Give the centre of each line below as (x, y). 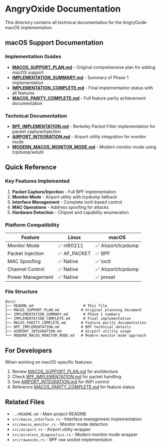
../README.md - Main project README (49, 414)
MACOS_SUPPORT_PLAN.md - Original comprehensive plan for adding (84, 67)
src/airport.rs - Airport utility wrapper (51, 429)
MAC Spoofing (24, 261)
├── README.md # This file (56, 306)
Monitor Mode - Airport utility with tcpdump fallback (64, 197)
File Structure (21, 291)
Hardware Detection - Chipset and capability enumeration (71, 212)
